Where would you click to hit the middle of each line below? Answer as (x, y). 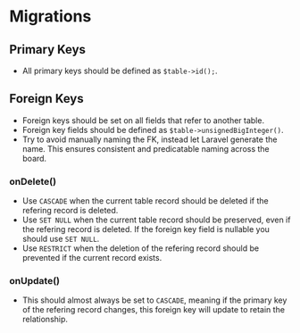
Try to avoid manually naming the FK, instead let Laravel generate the (150, 139)
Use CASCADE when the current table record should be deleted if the (146, 201)
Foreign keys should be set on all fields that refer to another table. (143, 120)
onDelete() (33, 181)
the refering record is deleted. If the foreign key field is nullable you (146, 229)
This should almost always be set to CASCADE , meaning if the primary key (154, 300)
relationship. (45, 320)
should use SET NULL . (61, 239)
